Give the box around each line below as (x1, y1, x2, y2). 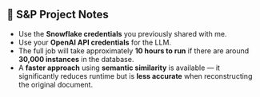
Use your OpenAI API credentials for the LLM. (18, 37, 172, 47)
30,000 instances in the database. (18, 54, 134, 64)
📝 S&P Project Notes (6, 8, 109, 21)
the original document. (18, 80, 93, 89)
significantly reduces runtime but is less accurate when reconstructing (18, 71, 253, 80)
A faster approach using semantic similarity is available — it (18, 63, 221, 72)
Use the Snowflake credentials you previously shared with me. (18, 29, 227, 38)
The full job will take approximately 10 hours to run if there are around (18, 45, 250, 56)
